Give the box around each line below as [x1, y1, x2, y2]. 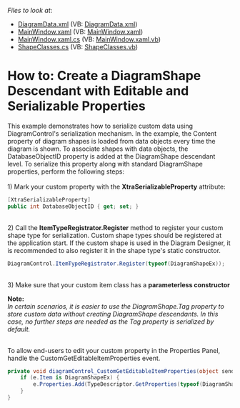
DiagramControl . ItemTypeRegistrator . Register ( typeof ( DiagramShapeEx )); [7, 260, 225, 267]
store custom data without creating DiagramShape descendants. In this [7, 309, 219, 318]
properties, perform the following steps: [7, 167, 125, 176]
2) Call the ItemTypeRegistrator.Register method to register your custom [7, 223, 224, 232]
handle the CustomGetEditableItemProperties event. [7, 354, 161, 362]
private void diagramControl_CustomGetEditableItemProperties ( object [7, 367, 219, 374]
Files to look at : [7, 6, 53, 14]
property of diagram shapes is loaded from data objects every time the [7, 136, 216, 145]
